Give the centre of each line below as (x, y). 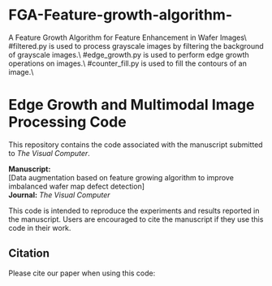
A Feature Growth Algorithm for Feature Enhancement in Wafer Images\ (128, 37)
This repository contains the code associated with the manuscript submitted (136, 145)
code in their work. (40, 227)
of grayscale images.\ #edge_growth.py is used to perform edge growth (129, 54)
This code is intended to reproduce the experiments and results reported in (134, 210)
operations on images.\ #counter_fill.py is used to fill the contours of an (128, 63)
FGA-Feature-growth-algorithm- (121, 15)
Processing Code (68, 122)
